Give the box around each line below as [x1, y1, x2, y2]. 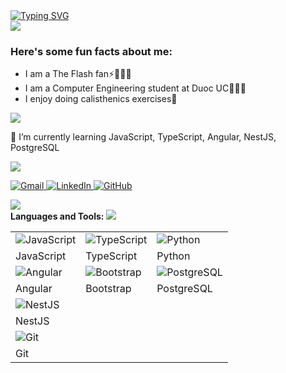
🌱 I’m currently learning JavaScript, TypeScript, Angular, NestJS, [10, 131, 277, 143]
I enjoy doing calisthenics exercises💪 [24, 93, 178, 105]
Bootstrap [85, 282, 132, 296]
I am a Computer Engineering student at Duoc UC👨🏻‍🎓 [24, 82, 247, 94]
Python [156, 249, 191, 263]
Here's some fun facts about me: [10, 44, 173, 58]
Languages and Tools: [10, 210, 105, 223]
